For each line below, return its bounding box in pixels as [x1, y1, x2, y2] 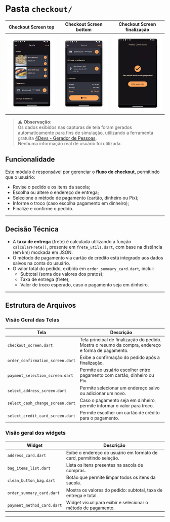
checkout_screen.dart [7, 343, 53, 348]
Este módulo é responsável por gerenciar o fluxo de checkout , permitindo [5, 169, 160, 175]
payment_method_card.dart [7, 503, 62, 508]
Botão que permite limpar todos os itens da [66, 474, 156, 480]
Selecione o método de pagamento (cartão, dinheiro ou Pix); [12, 194, 139, 201]
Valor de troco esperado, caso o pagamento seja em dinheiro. [20, 281, 149, 287]
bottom [75, 26, 92, 33]
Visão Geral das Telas [5, 316, 60, 323]
